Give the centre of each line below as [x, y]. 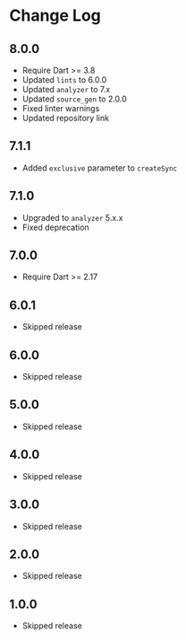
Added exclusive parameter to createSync [99, 168]
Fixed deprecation [55, 227]
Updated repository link [66, 118]
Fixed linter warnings [61, 108]
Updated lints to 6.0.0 [64, 80]
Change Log [55, 16]
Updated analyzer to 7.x [66, 89]
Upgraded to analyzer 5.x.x [72, 217]
